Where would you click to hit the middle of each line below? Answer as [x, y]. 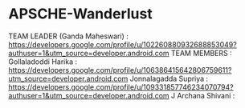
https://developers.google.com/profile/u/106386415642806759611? [120, 70]
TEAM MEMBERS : [202, 53]
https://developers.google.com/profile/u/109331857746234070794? [121, 87]
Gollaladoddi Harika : [43, 62]
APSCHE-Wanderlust [80, 14]
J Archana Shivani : [203, 95]
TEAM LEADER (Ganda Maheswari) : [68, 36]
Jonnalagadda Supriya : [169, 78]
